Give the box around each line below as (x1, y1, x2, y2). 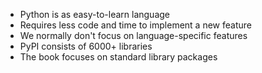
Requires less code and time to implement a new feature (19, 19, 252, 31)
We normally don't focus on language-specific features (19, 30, 248, 41)
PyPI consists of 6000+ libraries (19, 40, 153, 52)
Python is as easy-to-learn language (19, 9, 171, 20)
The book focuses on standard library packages (19, 51, 218, 63)
